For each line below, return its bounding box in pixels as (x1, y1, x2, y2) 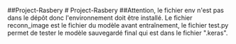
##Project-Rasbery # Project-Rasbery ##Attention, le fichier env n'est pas (7, 6, 224, 14)
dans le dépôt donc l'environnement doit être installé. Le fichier (7, 13, 193, 22)
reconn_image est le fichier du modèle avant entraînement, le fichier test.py (7, 21, 229, 29)
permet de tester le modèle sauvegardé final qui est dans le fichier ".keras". (7, 28, 228, 37)
